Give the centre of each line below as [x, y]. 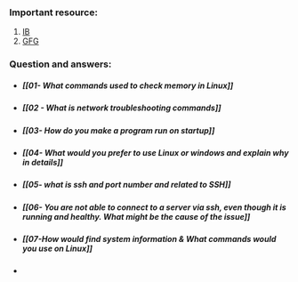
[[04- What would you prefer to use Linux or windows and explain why [155, 152]
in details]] [43, 162]
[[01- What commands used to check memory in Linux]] [128, 85]
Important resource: [53, 12]
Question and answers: [60, 64]
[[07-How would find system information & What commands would [149, 239]
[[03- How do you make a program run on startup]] [118, 130]
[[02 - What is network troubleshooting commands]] [121, 108]
